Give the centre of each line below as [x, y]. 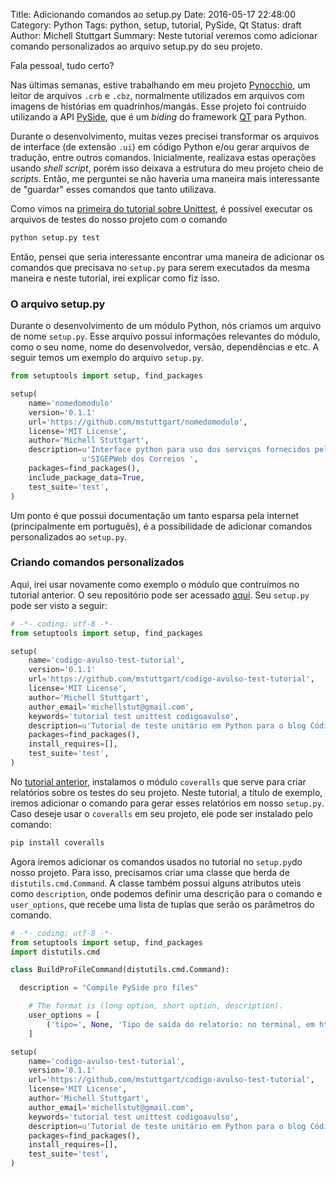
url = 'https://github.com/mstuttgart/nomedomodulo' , [138, 422]
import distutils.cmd [55, 952]
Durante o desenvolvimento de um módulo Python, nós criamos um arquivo [166, 326]
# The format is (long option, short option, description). [156, 1006]
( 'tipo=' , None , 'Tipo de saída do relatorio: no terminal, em [180, 1024]
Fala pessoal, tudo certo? [62, 65]
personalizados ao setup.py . [69, 536]
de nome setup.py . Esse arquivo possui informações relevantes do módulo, [165, 336]
